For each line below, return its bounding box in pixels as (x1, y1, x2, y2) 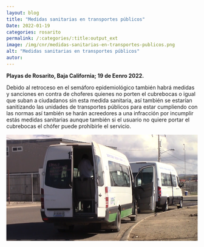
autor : (6, 55, 23, 61)
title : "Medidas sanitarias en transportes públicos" (6, 16, 146, 22)
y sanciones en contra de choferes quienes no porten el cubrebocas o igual (6, 90, 196, 97)
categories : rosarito (6, 29, 61, 35)
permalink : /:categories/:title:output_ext (6, 35, 118, 42)
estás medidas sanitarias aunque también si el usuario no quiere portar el (6, 116, 190, 123)
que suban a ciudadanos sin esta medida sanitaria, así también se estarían (6, 96, 192, 104)
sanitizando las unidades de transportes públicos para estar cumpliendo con (6, 103, 198, 110)
